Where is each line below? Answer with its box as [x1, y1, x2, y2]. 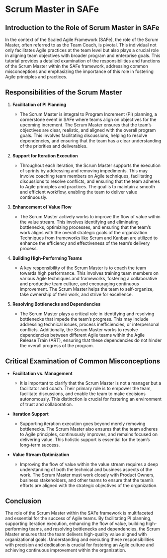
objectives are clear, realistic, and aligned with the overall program [19, 127, 156, 133]
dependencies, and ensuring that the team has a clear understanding [19, 137, 162, 143]
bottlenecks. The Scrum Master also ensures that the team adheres [19, 426, 158, 432]
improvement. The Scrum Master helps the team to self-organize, [19, 286, 154, 292]
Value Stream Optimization [12, 451, 70, 458]
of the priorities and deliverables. [19, 143, 88, 149]
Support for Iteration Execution [12, 152, 78, 158]
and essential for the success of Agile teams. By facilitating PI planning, [5, 516, 152, 522]
